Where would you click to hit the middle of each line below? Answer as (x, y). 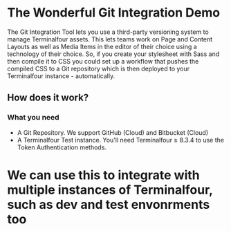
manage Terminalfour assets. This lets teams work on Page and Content (110, 39)
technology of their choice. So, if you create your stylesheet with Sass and (113, 54)
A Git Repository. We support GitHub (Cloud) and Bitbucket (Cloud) (113, 132)
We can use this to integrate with (103, 175)
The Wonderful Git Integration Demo (113, 13)
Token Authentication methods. (62, 147)
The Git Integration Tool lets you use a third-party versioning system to (108, 32)
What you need (34, 118)
